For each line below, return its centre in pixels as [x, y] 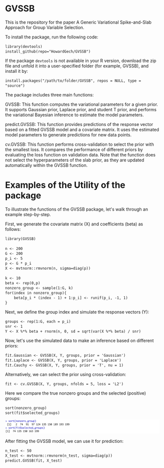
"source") [15, 86]
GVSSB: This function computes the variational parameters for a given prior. [82, 104]
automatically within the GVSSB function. [47, 165]
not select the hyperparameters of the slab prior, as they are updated [75, 160]
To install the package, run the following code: [52, 37]
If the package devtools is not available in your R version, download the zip [81, 61]
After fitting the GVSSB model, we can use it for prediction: [64, 441]
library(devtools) [24, 47]
